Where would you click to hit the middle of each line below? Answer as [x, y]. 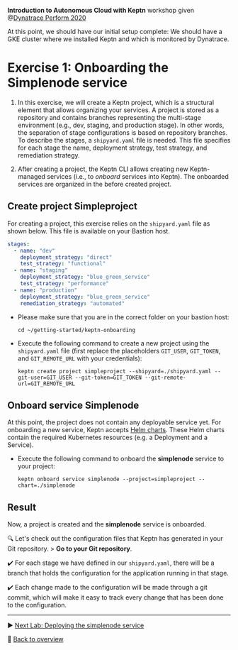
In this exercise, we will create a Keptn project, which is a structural [116, 102]
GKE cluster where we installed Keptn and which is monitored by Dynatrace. [118, 39]
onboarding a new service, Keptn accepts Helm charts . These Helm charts [116, 430]
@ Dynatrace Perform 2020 [47, 18]
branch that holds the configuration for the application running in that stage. [118, 573]
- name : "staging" [41, 270]
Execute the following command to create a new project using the [113, 343]
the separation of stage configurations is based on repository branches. [123, 132]
